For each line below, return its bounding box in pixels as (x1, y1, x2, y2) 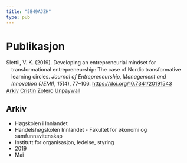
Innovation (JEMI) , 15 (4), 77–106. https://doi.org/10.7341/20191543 (11, 80, 172, 87)
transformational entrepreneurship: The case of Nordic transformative (11, 66, 181, 73)
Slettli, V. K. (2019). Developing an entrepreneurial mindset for (6, 59, 156, 66)
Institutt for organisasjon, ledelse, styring (14, 138, 114, 145)
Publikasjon (6, 40, 65, 53)
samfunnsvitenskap (14, 132, 63, 139)
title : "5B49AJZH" (6, 8, 51, 15)
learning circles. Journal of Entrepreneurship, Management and (11, 73, 166, 80)
